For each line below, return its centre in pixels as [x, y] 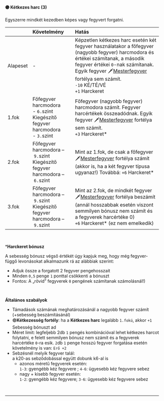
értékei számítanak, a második [110, 59]
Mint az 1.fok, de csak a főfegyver [114, 152]
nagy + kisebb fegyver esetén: [50, 374]
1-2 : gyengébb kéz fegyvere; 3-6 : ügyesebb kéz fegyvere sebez [84, 379]
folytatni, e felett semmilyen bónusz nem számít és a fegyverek [76, 338]
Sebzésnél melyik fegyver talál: [43, 353]
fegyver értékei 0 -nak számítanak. [114, 65]
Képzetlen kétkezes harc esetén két [116, 40]
